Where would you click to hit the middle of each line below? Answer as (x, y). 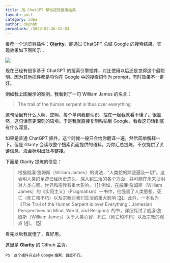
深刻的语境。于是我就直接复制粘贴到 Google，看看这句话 (96, 121)
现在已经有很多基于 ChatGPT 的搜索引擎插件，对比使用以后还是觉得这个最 (83, 71)
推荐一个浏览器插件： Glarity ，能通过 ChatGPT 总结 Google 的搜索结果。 (81, 44)
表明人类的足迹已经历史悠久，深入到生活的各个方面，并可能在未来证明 (91, 179)
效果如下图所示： (27, 50)
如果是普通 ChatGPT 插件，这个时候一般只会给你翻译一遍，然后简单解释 (81, 138)
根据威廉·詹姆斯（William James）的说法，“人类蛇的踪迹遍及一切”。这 (91, 173)
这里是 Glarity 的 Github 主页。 (38, 245)
